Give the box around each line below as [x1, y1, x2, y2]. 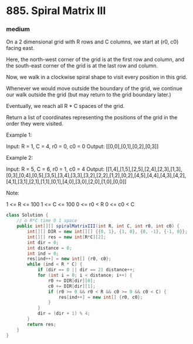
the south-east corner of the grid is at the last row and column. [6, 62, 158, 69]
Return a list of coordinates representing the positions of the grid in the [6, 114, 178, 121]
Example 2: [6, 154, 33, 161]
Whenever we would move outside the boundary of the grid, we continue [6, 85, 183, 92]
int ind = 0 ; [27, 251, 59, 257]
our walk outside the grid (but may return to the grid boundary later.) [6, 91, 171, 98]
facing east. [6, 45, 35, 52]
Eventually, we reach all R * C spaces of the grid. [6, 103, 125, 110]
